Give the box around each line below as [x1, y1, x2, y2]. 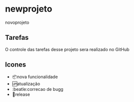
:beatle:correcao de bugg [12, 86, 63, 92]
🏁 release [12, 91, 30, 97]
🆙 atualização [12, 81, 40, 86]
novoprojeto [5, 19, 29, 25]
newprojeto [5, 3, 53, 15]
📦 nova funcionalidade [12, 74, 58, 80]
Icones [5, 61, 26, 69]
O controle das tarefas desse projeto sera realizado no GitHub [5, 46, 130, 52]
